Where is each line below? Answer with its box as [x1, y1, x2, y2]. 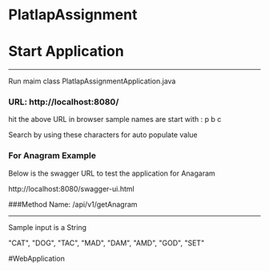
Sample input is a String [8, 222, 86, 232]
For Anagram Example [8, 150, 96, 161]
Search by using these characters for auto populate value [8, 130, 198, 140]
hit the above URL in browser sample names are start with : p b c [8, 115, 222, 124]
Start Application [8, 42, 124, 61]
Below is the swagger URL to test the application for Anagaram [8, 168, 216, 178]
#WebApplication [8, 253, 66, 263]
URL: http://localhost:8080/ [8, 96, 119, 107]
